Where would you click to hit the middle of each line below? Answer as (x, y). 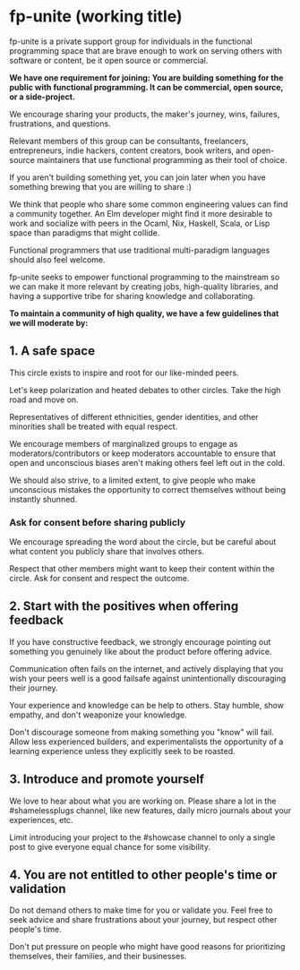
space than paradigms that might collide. (85, 232)
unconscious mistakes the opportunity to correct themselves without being (148, 489)
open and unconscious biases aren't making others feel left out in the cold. (147, 462)
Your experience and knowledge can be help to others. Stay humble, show (147, 705)
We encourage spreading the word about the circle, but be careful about (143, 542)
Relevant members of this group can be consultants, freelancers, (129, 141)
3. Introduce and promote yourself (107, 780)
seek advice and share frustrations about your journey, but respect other (143, 920)
